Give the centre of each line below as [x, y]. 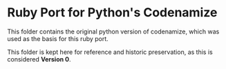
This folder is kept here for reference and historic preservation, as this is [110, 52]
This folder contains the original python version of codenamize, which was [113, 31]
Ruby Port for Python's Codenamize [112, 13]
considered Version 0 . [39, 59]
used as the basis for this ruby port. [58, 38]
